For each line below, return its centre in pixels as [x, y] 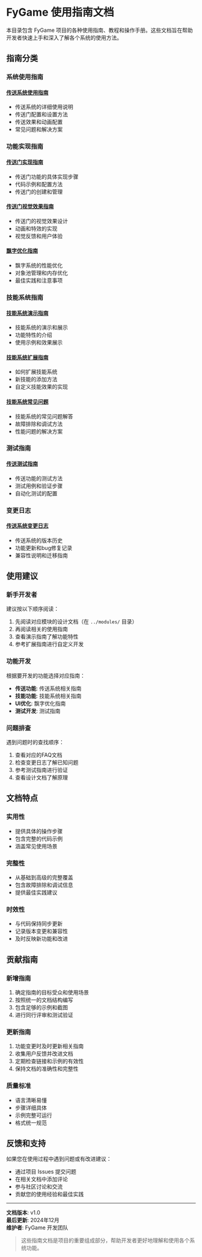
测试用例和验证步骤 [39, 486]
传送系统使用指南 [27, 92]
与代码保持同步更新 [39, 924]
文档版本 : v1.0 [23, 1213]
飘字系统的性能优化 [39, 265]
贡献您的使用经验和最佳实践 [49, 1194]
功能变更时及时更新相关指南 [49, 1046]
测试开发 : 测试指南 [38, 711]
